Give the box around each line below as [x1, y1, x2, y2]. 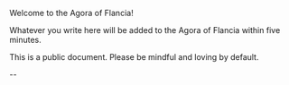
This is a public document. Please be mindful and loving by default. [9, 52, 259, 62]
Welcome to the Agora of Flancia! [9, 8, 134, 18]
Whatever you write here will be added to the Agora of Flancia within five [9, 25, 281, 35]
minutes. [9, 35, 42, 45]
